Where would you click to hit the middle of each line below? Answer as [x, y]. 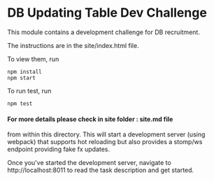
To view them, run [33, 59]
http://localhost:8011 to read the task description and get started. [101, 170]
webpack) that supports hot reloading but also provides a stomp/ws [105, 142]
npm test [20, 103]
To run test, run [29, 90]
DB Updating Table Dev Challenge [107, 13]
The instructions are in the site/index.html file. [73, 45]
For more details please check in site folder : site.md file [90, 119]
